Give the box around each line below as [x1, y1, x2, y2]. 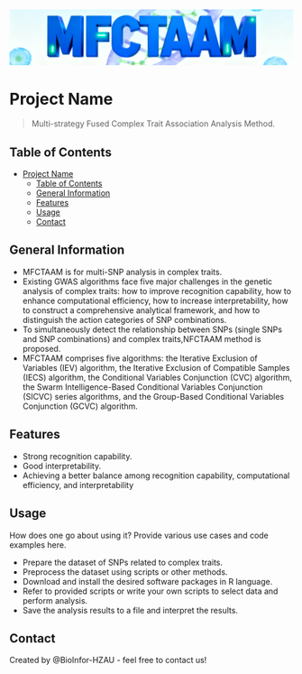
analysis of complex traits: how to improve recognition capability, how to [22, 285, 291, 296]
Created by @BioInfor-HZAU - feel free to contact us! [9, 655, 207, 666]
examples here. [9, 539, 67, 550]
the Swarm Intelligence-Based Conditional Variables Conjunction [22, 381, 263, 392]
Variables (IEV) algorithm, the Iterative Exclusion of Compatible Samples [22, 362, 290, 373]
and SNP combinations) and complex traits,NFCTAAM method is [22, 333, 261, 344]
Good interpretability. [22, 460, 102, 471]
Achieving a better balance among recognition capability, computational [22, 470, 290, 481]
